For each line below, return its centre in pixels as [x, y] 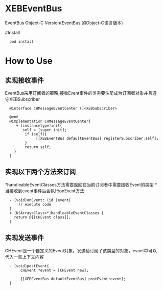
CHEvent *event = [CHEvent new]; [55, 270]
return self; [38, 147]
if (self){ [36, 134]
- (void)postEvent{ [29, 266]
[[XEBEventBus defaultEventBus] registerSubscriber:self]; [97, 138]
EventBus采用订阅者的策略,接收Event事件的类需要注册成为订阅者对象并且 [79, 93]
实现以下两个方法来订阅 [40, 172]
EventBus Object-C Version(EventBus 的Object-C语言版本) [64, 23]
